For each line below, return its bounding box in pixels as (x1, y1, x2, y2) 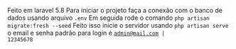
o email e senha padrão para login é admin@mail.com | (7, 28, 166, 37)
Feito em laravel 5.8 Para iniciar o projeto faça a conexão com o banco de (7, 6, 222, 14)
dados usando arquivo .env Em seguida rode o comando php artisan (7, 13, 210, 22)
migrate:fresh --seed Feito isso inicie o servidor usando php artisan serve (7, 21, 229, 29)
